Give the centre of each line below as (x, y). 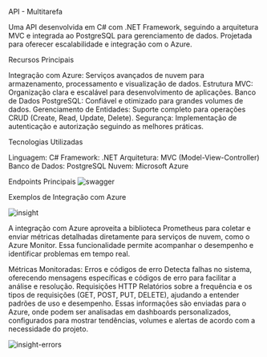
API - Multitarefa (35, 12)
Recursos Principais (41, 60)
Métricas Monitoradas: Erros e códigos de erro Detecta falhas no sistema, (130, 269)
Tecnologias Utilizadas (46, 142)
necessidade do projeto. (49, 329)
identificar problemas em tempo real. (69, 254)
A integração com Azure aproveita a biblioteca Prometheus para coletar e (129, 228)
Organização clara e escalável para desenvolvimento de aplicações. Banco (132, 92)
